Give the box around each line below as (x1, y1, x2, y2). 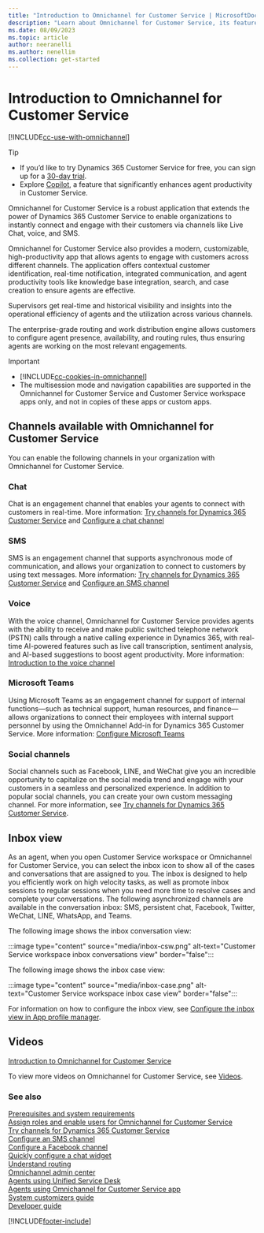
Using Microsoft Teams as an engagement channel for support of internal (8, 695, 246, 705)
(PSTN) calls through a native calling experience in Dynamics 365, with (8, 632, 238, 643)
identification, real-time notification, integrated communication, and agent (8, 269, 247, 278)
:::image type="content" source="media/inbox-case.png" (8, 980, 194, 989)
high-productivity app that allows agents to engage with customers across (8, 251, 249, 261)
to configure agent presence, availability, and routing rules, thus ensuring (8, 333, 245, 342)
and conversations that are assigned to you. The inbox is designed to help (8, 869, 247, 878)
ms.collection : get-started (8, 56, 101, 64)
